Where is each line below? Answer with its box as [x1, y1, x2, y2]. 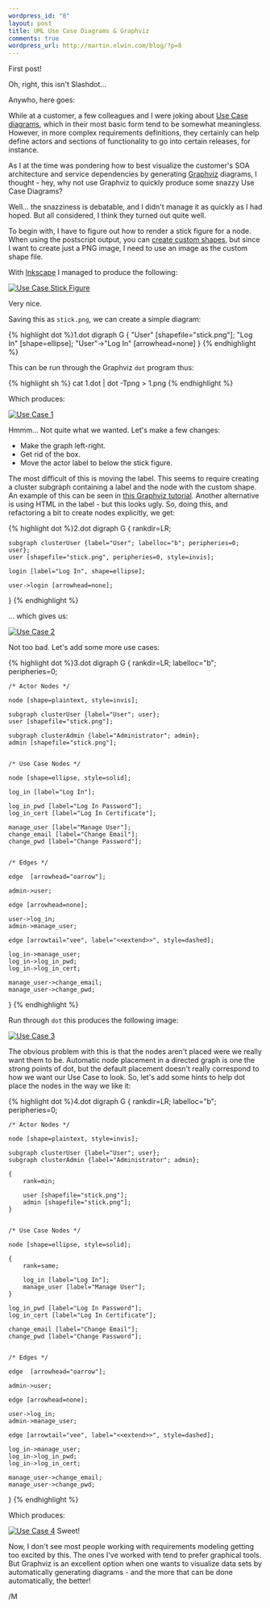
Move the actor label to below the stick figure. [19, 458, 173, 468]
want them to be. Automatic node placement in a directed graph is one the [8, 1056, 255, 1065]
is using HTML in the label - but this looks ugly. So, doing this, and [8, 499, 228, 509]
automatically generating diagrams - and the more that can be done [8, 1568, 234, 1577]
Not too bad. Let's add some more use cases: [8, 643, 160, 652]
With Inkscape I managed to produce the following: [8, 268, 178, 277]
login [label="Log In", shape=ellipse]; [8, 568, 147, 576]
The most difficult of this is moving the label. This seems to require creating [8, 473, 260, 484]
